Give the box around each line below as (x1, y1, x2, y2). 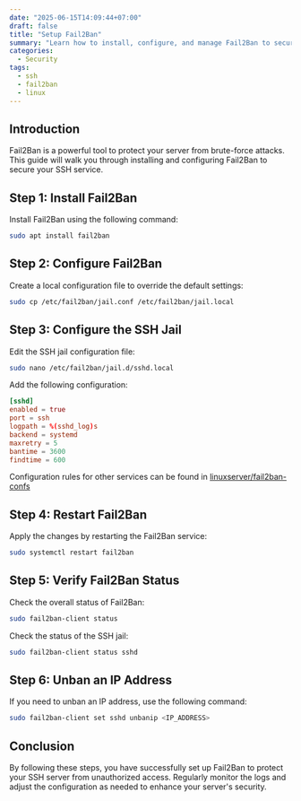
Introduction (9, 121, 81, 136)
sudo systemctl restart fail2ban (9, 548, 134, 557)
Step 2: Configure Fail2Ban (9, 257, 163, 272)
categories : (9, 47, 54, 56)
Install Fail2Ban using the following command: (9, 214, 179, 225)
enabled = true (9, 405, 66, 414)
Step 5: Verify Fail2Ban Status (9, 573, 180, 588)
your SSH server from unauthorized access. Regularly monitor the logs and (9, 772, 287, 783)
